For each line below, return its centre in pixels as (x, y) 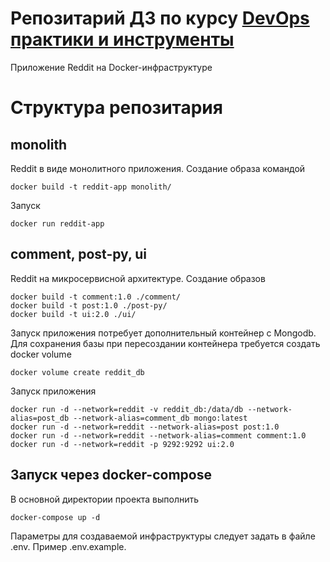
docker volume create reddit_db (77, 372)
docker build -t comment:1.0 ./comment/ (96, 297)
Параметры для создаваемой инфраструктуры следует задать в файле (163, 536)
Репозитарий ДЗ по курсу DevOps (160, 18)
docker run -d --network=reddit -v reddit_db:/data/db (127, 409)
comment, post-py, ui (79, 254)
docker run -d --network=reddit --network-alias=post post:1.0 (145, 427)
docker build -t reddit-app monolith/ (91, 187)
